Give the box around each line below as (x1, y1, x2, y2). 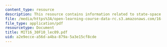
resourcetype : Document (5, 25, 55, 30)
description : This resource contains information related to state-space (5, 12, 162, 17)
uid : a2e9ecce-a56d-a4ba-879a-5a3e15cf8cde (5, 35, 97, 40)
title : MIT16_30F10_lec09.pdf (5, 30, 68, 35)
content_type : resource (5, 7, 55, 12)
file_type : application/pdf (5, 21, 64, 26)
